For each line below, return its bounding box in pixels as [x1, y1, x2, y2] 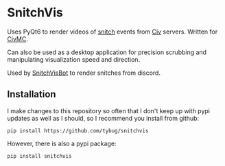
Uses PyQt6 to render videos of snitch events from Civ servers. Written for [7, 27, 218, 36]
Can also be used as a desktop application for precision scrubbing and [7, 48, 207, 56]
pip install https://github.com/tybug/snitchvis [7, 127, 149, 134]
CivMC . [7, 34, 29, 43]
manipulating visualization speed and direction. [7, 55, 141, 63]
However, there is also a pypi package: [7, 139, 117, 147]
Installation [7, 88, 56, 100]
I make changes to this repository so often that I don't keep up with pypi [7, 106, 211, 115]
